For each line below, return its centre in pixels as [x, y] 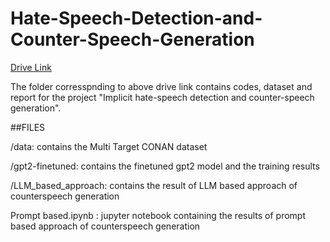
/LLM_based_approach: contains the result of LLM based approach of [154, 185]
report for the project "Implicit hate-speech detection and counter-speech [162, 97]
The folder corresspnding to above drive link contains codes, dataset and [161, 86]
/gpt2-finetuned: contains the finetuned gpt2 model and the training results [165, 166]
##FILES [28, 127]
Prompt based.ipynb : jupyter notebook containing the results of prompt [158, 215]
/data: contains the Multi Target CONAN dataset [109, 146]
